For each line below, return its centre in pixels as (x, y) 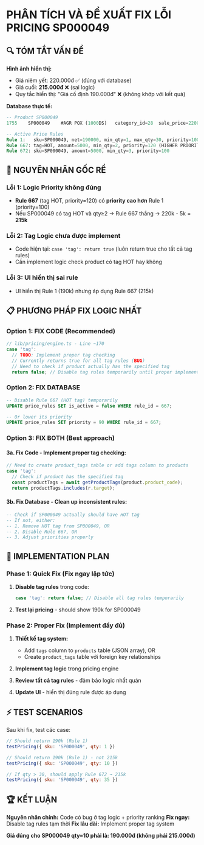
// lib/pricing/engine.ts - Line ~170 (55, 344)
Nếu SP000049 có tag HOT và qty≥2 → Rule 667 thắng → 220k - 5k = (103, 213)
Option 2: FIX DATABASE (43, 388)
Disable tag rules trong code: (52, 587)
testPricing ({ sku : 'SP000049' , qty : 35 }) (62, 780)
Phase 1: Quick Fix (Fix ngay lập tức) (60, 574)
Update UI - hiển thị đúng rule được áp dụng (70, 692)
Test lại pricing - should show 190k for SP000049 (78, 610)
